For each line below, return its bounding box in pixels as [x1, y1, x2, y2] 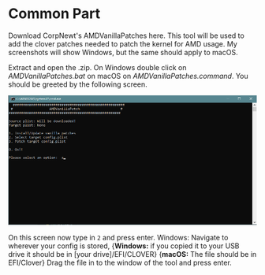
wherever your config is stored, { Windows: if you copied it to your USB [8, 241, 240, 251]
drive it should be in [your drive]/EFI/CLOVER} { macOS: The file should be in [8, 250, 257, 258]
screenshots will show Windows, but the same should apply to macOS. [8, 47, 238, 57]
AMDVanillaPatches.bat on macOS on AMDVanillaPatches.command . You [8, 71, 248, 80]
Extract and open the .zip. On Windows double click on [8, 62, 187, 72]
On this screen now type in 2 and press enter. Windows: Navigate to [8, 233, 229, 242]
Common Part [8, 5, 101, 23]
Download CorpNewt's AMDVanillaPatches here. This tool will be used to [8, 31, 244, 40]
